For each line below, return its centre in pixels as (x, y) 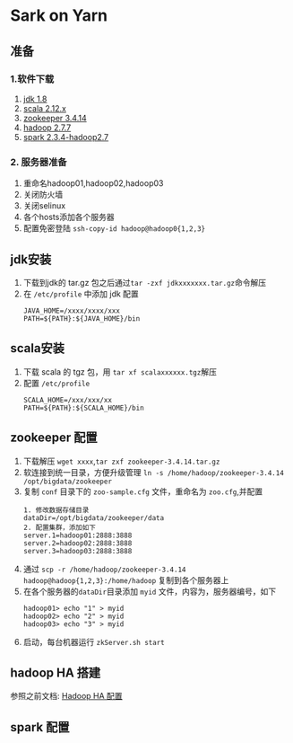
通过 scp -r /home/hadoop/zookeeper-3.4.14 (104, 569)
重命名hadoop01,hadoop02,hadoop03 (93, 183)
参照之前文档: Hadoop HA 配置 (67, 696)
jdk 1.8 (35, 99)
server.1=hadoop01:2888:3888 (78, 535)
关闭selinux (44, 206)
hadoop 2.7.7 (47, 128)
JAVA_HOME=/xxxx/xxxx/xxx (71, 311)
